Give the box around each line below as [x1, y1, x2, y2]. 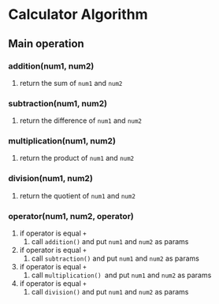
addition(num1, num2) [8, 61, 95, 72]
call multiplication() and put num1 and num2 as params [31, 270, 212, 280]
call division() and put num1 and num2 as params [31, 287, 189, 297]
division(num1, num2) [8, 173, 93, 184]
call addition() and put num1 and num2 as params [31, 237, 189, 247]
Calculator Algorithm [8, 6, 148, 24]
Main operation [8, 37, 84, 50]
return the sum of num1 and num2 [19, 78, 123, 87]
